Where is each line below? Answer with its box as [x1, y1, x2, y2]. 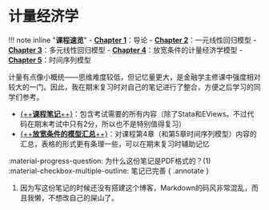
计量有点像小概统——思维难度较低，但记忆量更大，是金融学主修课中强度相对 [8, 72, 261, 81]
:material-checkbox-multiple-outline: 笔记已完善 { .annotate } [8, 165, 210, 176]
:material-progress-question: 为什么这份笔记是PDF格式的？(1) [8, 156, 211, 165]
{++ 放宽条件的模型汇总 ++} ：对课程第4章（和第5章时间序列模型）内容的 [19, 129, 258, 138]
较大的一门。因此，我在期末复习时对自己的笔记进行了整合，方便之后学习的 [8, 81, 254, 92]
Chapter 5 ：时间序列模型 [8, 55, 92, 65]
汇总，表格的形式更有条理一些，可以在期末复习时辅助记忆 [19, 139, 210, 149]
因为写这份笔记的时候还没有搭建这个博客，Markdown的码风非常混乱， [19, 183, 252, 192]
